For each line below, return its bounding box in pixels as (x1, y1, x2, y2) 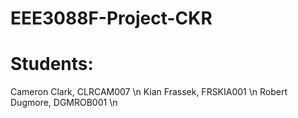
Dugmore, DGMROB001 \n (10, 97, 118, 109)
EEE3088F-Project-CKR (10, 7, 213, 30)
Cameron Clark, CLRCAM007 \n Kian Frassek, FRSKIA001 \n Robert (10, 86, 288, 98)
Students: (10, 53, 94, 76)
